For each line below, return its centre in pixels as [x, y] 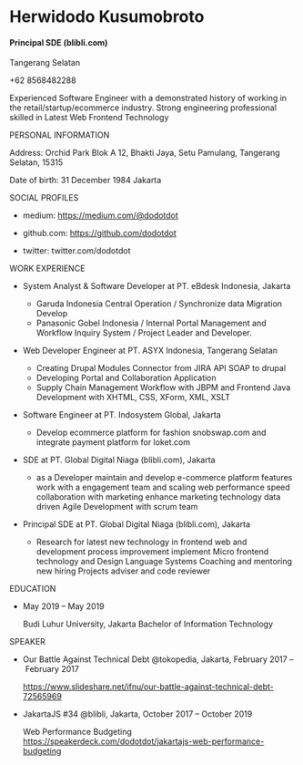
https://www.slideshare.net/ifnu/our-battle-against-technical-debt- [148, 687]
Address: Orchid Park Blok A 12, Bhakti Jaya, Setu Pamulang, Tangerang [145, 153]
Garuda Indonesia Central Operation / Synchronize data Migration [159, 304]
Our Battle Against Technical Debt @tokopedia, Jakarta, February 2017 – [158, 659]
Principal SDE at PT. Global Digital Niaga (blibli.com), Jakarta [136, 524]
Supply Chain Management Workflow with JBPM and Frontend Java [163, 388]
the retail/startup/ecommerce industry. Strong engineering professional [143, 108]
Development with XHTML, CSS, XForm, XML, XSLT [133, 398]
